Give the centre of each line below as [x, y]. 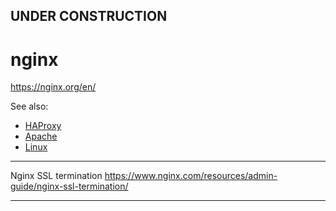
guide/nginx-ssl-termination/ [69, 186]
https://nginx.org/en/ [53, 87]
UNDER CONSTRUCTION [89, 16]
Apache [41, 136]
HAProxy [43, 126]
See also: [29, 106]
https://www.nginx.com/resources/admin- [191, 176]
